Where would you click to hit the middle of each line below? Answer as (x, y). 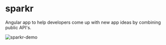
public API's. (18, 27)
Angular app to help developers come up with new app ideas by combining (83, 22)
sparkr (19, 9)
